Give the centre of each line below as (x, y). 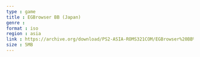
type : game (21, 12)
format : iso (22, 28)
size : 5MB (20, 45)
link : (14, 39)
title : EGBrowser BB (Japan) (44, 17)
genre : (16, 23)
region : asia (24, 34)
